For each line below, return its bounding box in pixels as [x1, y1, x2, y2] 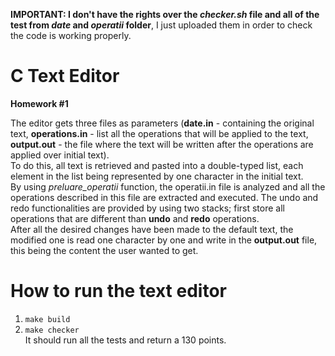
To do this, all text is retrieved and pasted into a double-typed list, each [10, 159, 304, 171]
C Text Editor [10, 65, 120, 88]
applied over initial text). [10, 149, 110, 161]
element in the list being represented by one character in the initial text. [10, 170, 304, 182]
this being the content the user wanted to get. [10, 244, 199, 256]
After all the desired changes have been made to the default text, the [10, 223, 294, 235]
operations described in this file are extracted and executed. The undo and [10, 191, 319, 203]
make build [24, 314, 71, 324]
